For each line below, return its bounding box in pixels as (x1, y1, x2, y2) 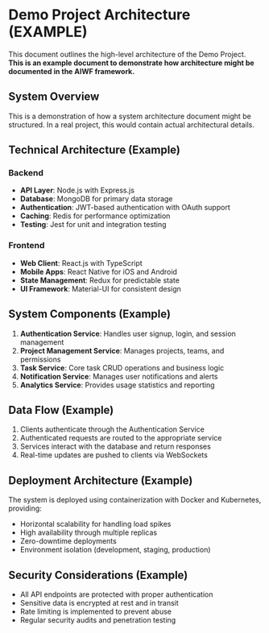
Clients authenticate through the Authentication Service (19, 424, 205, 434)
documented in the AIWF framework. (8, 66, 135, 76)
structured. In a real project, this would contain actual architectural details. (8, 119, 255, 130)
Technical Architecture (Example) (8, 143, 181, 157)
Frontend (8, 240, 45, 251)
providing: (8, 503, 42, 513)
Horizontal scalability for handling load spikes (19, 519, 172, 529)
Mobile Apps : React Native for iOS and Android (19, 267, 177, 276)
